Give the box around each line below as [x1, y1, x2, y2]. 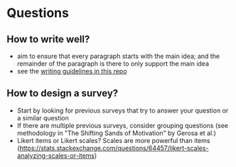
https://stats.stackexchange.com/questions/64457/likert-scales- [19, 144, 209, 152]
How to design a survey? [6, 87, 119, 100]
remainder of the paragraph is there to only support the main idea [16, 59, 210, 68]
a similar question [16, 113, 69, 122]
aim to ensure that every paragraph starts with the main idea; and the [16, 52, 220, 60]
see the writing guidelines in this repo [16, 67, 127, 75]
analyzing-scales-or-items [16, 151, 95, 160]
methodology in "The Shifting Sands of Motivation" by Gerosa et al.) [16, 129, 216, 137]
